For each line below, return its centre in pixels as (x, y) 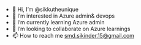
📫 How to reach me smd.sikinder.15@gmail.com (73, 36)
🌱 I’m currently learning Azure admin (58, 22)
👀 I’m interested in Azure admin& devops (63, 16)
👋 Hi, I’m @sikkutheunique (45, 9)
